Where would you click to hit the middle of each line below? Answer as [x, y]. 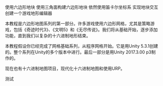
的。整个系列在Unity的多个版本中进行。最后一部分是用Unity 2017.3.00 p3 [78, 52]
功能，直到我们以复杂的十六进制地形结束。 [48, 36]
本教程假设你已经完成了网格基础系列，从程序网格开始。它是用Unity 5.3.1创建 [82, 46]
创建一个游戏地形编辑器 [29, 13]
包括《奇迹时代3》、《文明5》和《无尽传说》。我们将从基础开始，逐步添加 [85, 30]
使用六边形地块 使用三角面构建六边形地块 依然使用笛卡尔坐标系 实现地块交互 [82, 7]
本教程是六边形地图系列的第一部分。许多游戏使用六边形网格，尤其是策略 [78, 24]
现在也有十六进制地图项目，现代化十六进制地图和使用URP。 [65, 69]
